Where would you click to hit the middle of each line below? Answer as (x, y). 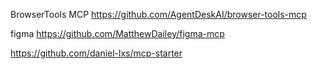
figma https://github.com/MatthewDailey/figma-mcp (117, 33)
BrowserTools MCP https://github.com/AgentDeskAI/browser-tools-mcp (158, 14)
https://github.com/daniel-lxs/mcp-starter (96, 53)
